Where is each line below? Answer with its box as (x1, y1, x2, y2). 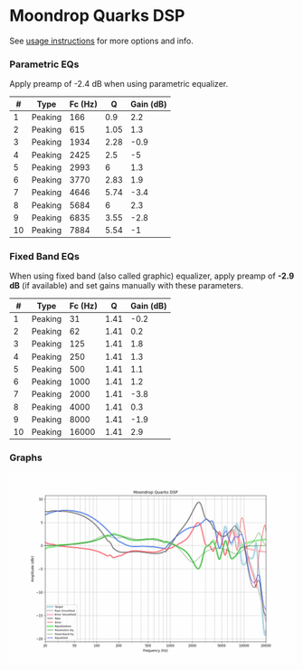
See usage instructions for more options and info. (9, 35, 194, 46)
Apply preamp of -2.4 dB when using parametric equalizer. (9, 79, 229, 90)
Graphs (9, 451, 43, 464)
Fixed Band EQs (9, 250, 80, 262)
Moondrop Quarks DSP (9, 5, 185, 26)
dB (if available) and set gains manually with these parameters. (9, 280, 244, 291)
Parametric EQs (9, 58, 80, 71)
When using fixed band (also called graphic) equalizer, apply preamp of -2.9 (9, 270, 295, 281)
